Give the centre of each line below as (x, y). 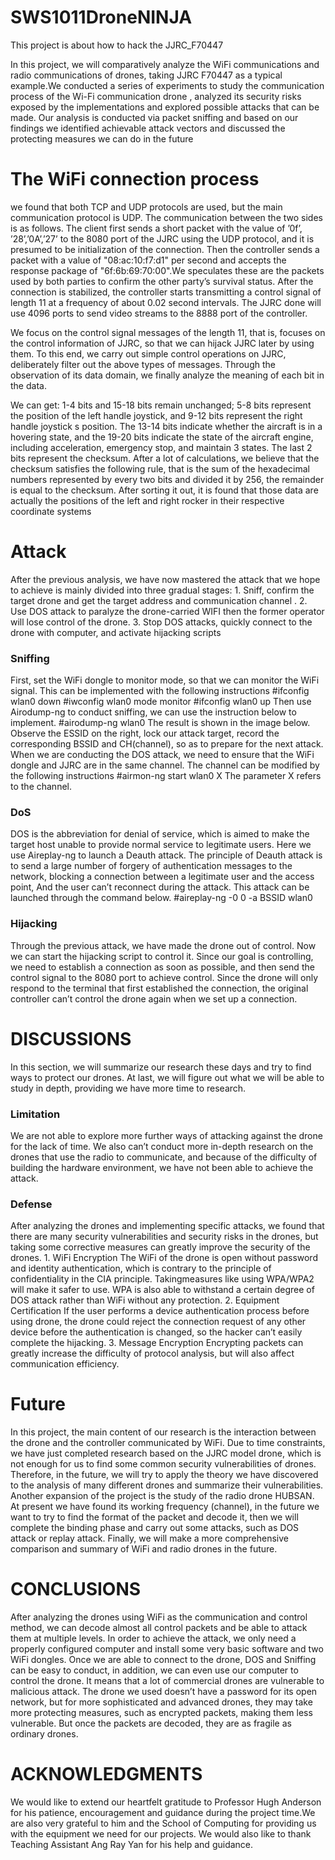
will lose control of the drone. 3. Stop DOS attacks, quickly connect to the (161, 622)
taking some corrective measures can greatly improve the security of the (160, 1247)
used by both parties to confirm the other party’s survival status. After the (162, 281)
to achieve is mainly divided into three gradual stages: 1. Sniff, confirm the (162, 590)
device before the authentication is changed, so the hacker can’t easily (156, 1332)
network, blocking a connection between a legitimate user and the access (162, 877)
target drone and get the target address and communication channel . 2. (159, 600)
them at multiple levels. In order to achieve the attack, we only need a (153, 1638)
